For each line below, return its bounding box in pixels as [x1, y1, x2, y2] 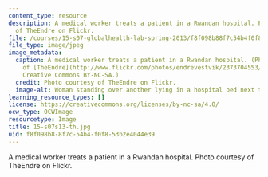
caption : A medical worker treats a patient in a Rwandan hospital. [15, 57, 248, 65]
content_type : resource [8, 11, 88, 20]
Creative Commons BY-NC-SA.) [22, 71, 120, 79]
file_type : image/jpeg [8, 41, 84, 49]
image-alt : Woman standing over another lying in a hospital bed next [15, 85, 255, 94]
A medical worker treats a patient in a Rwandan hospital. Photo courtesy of [8, 152, 254, 162]
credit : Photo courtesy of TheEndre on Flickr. [15, 78, 177, 86]
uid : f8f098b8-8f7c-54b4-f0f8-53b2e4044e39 [8, 130, 156, 138]
